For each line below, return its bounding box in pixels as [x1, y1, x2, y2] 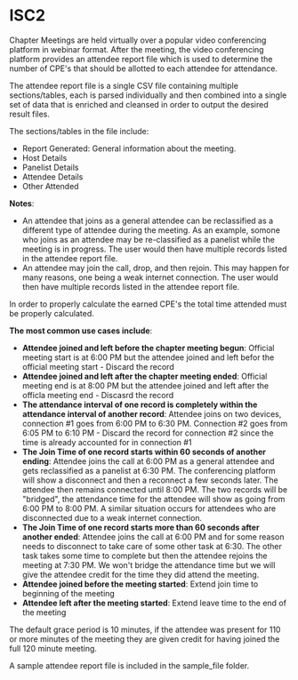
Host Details [21, 152, 68, 163]
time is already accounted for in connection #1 [21, 436, 192, 447]
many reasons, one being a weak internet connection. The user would [21, 272, 278, 283]
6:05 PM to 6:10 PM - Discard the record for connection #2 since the [21, 428, 274, 438]
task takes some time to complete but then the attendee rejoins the [21, 550, 268, 561]
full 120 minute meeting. [9, 643, 98, 653]
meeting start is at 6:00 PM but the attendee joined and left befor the [21, 352, 275, 363]
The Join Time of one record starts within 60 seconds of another [21, 446, 267, 457]
